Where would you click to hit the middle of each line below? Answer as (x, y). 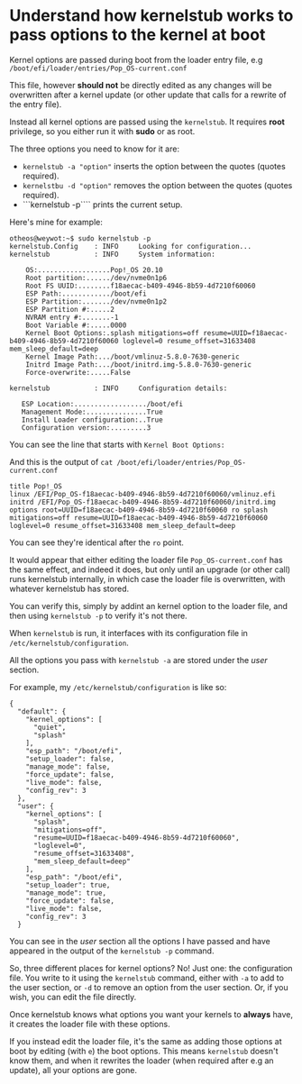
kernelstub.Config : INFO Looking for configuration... (131, 246)
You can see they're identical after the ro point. (97, 542)
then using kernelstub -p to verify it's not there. (98, 615)
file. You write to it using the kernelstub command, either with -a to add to (146, 978)
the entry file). (36, 104)
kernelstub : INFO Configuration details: (119, 388)
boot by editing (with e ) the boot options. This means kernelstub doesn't (144, 1051)
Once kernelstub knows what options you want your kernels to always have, (151, 1014)
